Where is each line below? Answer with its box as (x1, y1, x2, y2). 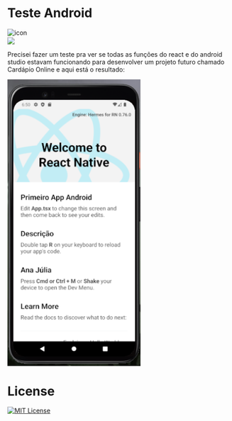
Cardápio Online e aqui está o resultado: (7, 65, 126, 74)
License (7, 383, 55, 399)
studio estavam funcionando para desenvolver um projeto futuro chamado (7, 58, 225, 67)
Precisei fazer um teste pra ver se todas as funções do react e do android (7, 50, 223, 59)
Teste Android (7, 5, 93, 21)
